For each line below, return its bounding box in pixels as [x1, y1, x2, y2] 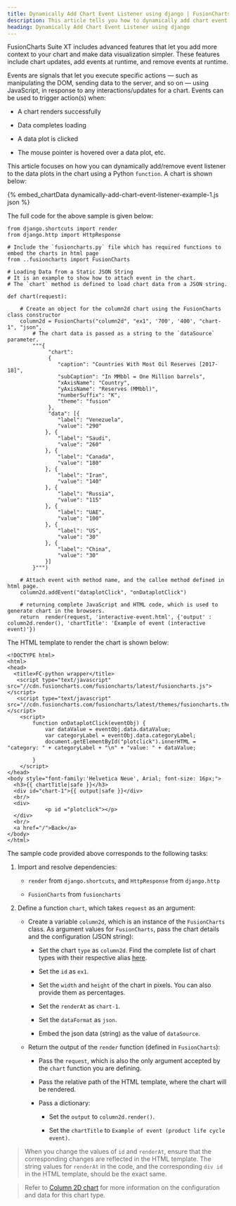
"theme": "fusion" [57, 398, 112, 405]
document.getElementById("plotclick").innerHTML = [44, 738, 197, 745]
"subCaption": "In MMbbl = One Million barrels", [57, 373, 206, 380]
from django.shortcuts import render [7, 225, 118, 232]
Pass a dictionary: [38, 1099, 91, 1107]
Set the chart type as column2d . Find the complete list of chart [38, 946, 216, 955]
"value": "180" [57, 459, 102, 467]
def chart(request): [7, 293, 68, 300]
